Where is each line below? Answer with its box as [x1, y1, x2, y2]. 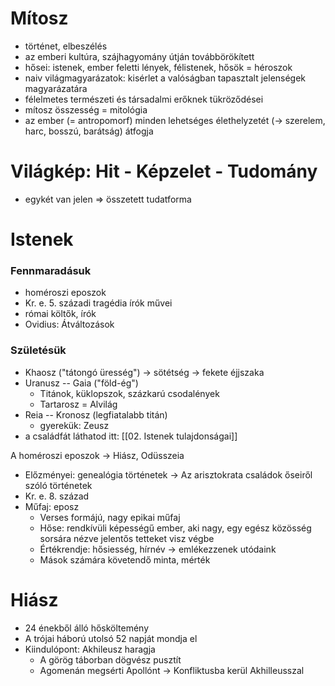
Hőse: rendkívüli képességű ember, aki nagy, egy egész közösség [39, 522, 312, 534]
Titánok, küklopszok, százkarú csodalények [39, 387, 220, 399]
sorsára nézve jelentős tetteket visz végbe [39, 532, 215, 544]
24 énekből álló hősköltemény [24, 622, 150, 634]
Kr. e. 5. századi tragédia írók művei [24, 297, 173, 309]
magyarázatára [24, 82, 88, 94]
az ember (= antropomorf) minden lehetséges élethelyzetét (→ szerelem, [24, 114, 326, 126]
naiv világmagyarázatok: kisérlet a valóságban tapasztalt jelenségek [24, 72, 307, 84]
